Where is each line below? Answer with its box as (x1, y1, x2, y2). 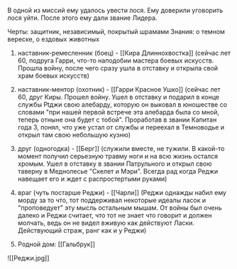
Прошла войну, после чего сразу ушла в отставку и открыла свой (17, 64, 219, 72)
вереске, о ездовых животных (7, 35, 100, 43)
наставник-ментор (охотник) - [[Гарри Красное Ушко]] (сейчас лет (17, 85, 221, 93)
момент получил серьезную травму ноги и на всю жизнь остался (17, 152, 219, 160)
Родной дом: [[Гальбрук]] (17, 240, 96, 248)
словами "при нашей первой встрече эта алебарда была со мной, (17, 108, 220, 116)
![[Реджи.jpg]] (7, 254, 50, 262)
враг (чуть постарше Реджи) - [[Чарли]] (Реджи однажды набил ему (17, 189, 227, 196)
